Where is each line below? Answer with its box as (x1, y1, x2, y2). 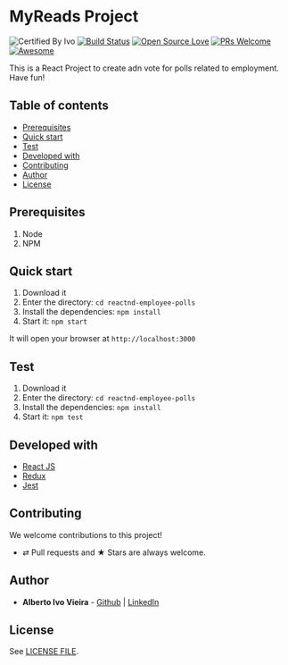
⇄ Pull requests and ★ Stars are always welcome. (21, 547, 207, 558)
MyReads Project (9, 6, 139, 27)
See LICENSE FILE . (9, 646, 78, 657)
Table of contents (9, 98, 109, 114)
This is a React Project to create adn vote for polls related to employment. (9, 63, 279, 73)
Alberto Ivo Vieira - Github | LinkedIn (21, 596, 160, 607)
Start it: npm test (21, 411, 84, 422)
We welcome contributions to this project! (9, 529, 163, 540)
